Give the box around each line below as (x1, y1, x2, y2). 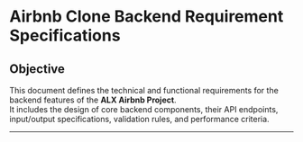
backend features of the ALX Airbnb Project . (9, 94, 178, 105)
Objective (9, 61, 66, 76)
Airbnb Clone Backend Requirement (9, 6, 284, 27)
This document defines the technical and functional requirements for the (9, 85, 280, 95)
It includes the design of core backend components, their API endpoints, (9, 104, 279, 114)
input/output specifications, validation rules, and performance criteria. (9, 114, 270, 124)
